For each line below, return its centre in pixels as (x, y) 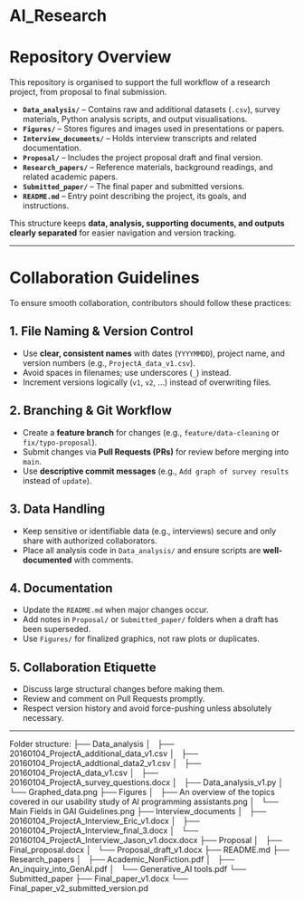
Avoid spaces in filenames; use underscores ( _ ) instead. (127, 372)
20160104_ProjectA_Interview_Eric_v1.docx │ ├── (105, 821)
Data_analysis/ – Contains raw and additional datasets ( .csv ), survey (151, 110)
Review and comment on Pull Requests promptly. (114, 699)
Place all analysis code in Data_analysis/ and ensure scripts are (142, 550)
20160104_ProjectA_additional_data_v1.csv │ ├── (104, 753)
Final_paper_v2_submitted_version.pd (79, 888)
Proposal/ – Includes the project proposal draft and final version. (142, 158)
